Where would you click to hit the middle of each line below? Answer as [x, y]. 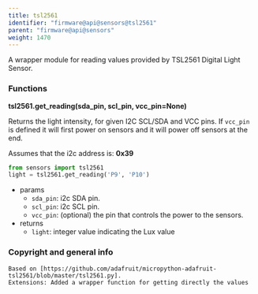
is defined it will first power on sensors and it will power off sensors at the [128, 129]
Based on [22, 269]
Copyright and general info [61, 252]
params [32, 190]
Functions [28, 89]
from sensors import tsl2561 [56, 167]
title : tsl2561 [33, 15]
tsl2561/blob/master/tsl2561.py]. [65, 275]
